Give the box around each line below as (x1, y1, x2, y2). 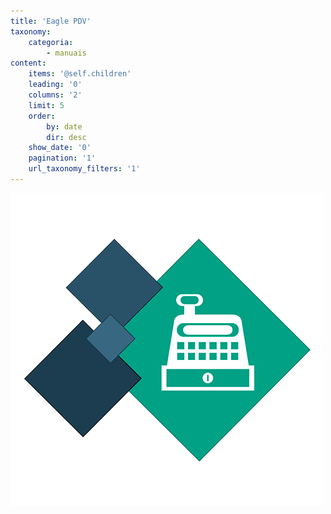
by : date (46, 121, 83, 132)
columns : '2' (28, 90, 83, 100)
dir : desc (46, 132, 87, 142)
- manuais (46, 48, 87, 58)
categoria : (28, 37, 74, 47)
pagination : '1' (28, 153, 97, 164)
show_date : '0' (28, 143, 92, 153)
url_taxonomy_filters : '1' (28, 164, 141, 174)
